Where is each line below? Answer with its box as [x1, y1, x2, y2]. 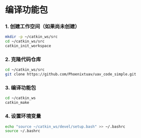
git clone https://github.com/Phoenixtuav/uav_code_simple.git [5, 72, 137, 77]
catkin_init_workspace [5, 43, 51, 49]
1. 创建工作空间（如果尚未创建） [5, 23, 80, 30]
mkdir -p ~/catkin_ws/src [5, 35, 58, 39]
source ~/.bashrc [5, 129, 40, 134]
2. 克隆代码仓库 [5, 56, 41, 63]
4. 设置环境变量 [5, 113, 41, 119]
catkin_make [5, 100, 29, 105]
